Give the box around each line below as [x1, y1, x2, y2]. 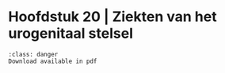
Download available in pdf [8, 57, 97, 65]
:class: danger [8, 50, 59, 58]
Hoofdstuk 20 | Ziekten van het [8, 8, 217, 26]
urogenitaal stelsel [8, 24, 133, 42]
